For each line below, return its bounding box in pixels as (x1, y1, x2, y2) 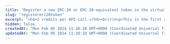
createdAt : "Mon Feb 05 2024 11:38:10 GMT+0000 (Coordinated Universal (5, 26, 159, 31)
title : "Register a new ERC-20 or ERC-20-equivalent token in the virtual (5, 7, 166, 13)
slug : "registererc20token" (5, 12, 65, 17)
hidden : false (5, 21, 35, 27)
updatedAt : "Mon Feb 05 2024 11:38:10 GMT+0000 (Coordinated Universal (5, 31, 159, 36)
